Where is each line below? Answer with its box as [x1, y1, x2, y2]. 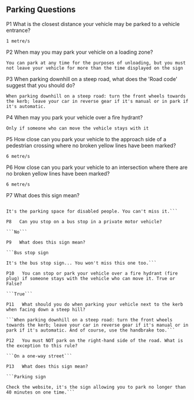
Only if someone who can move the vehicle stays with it [6, 125, 149, 131]
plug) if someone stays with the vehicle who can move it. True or [6, 275, 176, 281]
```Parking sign [6, 373, 46, 380]
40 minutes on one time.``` [6, 389, 75, 395]
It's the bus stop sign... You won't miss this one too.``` [6, 260, 157, 266]
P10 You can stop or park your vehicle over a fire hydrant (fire [6, 270, 178, 277]
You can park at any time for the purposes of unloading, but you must [6, 60, 186, 66]
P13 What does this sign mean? [6, 363, 88, 369]
